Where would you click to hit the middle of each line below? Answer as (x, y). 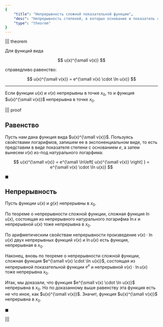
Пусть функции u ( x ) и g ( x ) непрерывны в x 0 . (51, 204)
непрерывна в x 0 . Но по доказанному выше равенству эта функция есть (81, 288)
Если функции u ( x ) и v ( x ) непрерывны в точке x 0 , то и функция (70, 94)
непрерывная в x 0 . (24, 246)
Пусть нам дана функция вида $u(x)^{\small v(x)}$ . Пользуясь (69, 137)
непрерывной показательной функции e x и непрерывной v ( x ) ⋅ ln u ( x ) (76, 266)
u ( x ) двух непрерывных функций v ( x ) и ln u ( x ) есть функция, (67, 240)
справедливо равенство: (31, 70)
